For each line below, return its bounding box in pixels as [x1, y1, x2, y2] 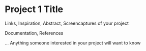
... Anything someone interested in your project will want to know [5, 39, 141, 46]
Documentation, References [5, 30, 64, 36]
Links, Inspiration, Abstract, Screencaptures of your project [5, 20, 129, 26]
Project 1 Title [5, 4, 64, 15]
